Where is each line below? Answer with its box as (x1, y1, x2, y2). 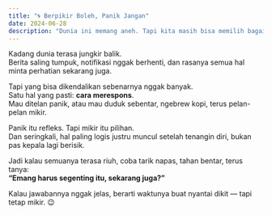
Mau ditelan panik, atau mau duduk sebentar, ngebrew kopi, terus (8, 99, 227, 109)
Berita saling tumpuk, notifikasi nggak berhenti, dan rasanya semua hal (8, 57, 245, 67)
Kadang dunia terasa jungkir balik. (8, 49, 122, 59)
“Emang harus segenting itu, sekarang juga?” (8, 173, 166, 183)
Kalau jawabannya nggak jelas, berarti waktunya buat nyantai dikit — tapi (8, 189, 253, 199)
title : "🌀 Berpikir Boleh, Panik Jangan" (8, 11, 150, 20)
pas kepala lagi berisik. (8, 141, 85, 150)
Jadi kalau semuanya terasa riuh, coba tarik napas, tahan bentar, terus (8, 156, 243, 166)
